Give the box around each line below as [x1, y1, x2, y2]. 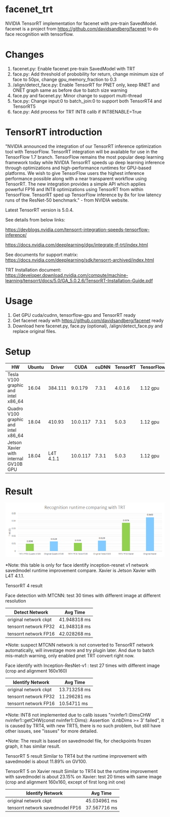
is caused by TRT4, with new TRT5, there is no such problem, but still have [5, 722, 161, 728]
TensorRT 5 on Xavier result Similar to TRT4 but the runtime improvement [5, 768, 158, 774]
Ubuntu [27, 364, 44, 370]
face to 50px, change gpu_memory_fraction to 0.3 [12, 76, 117, 82]
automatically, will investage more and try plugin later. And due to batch [5, 647, 154, 653]
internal [7, 455, 24, 462]
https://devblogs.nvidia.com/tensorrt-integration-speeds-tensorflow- [5, 227, 150, 233]
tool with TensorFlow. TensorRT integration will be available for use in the [5, 148, 158, 155]
